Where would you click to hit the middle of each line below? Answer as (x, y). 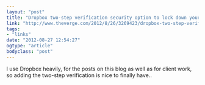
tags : (13, 29)
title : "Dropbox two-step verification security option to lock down (97, 18)
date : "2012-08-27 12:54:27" (43, 40)
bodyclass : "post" (30, 52)
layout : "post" (26, 12)
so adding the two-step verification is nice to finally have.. (79, 75)
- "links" (19, 35)
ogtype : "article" (30, 46)
